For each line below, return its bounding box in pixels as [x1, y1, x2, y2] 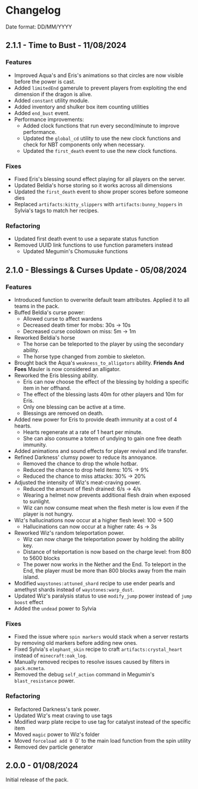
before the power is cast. [14, 78, 75, 85]
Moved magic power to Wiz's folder [14, 730, 100, 738]
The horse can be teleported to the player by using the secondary [23, 340, 184, 347]
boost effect [14, 598, 44, 605]
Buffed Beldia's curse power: [14, 309, 85, 316]
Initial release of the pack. [5, 776, 69, 783]
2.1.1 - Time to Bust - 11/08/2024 [5, 40, 127, 50]
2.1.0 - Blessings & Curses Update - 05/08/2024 [5, 265, 187, 275]
